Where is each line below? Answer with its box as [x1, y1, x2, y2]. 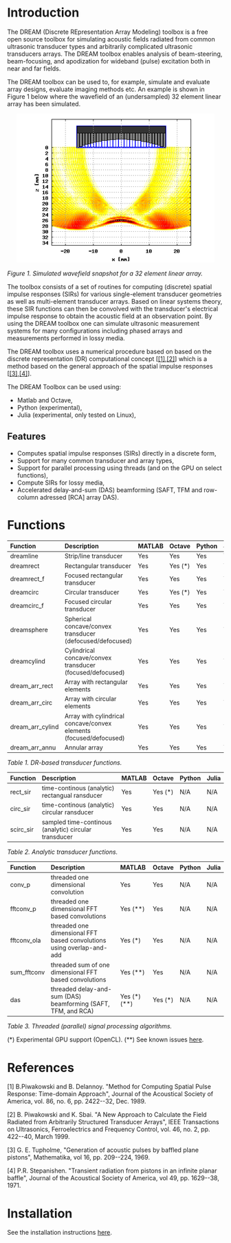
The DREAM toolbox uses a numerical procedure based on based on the [7, 347, 212, 355]
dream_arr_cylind [10, 723, 59, 731]
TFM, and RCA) [50, 1006, 94, 1015]
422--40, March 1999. [7, 1133, 70, 1141]
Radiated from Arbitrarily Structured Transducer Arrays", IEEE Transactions [7, 1118, 219, 1126]
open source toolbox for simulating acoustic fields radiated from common [7, 35, 215, 43]
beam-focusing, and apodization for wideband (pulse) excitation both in [7, 57, 211, 65]
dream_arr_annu [10, 743, 56, 752]
